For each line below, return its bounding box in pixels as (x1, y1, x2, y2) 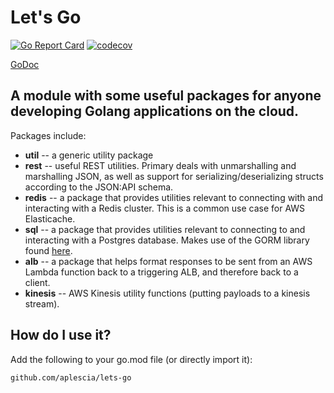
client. (24, 276, 51, 288)
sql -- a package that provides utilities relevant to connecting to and (24, 223, 306, 235)
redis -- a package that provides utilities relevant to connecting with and (24, 191, 324, 203)
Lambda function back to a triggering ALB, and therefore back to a (24, 266, 299, 278)
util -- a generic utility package (24, 149, 154, 161)
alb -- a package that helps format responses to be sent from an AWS (24, 255, 313, 267)
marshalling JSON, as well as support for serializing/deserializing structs (24, 170, 324, 182)
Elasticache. (24, 212, 76, 225)
